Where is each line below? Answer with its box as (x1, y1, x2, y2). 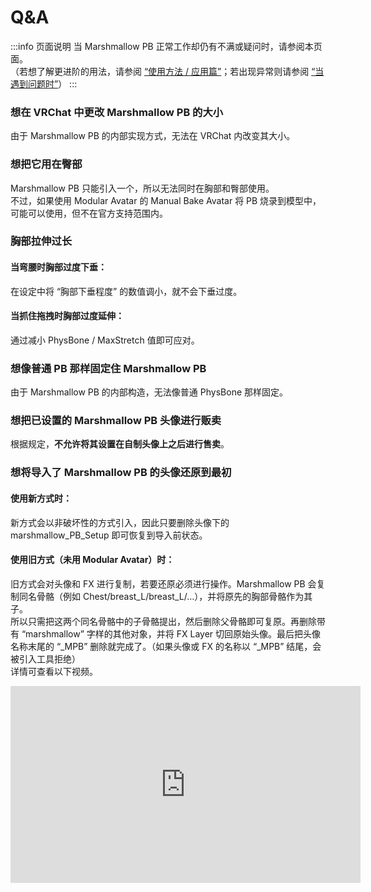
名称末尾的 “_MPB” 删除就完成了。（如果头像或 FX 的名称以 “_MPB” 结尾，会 (10, 640, 322, 652)
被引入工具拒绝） (10, 652, 81, 665)
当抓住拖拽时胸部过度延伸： (10, 310, 125, 322)
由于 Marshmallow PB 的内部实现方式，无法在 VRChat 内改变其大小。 (10, 130, 296, 142)
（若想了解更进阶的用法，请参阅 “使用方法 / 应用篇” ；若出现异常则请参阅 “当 (10, 65, 325, 77)
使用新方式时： (10, 492, 72, 504)
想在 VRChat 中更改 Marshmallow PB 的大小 (10, 105, 224, 119)
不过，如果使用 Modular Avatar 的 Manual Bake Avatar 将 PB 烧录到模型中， (10, 194, 322, 206)
